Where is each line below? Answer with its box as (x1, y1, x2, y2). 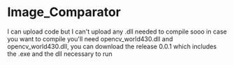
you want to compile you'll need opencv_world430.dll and (7, 34, 173, 43)
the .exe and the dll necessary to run (7, 50, 113, 58)
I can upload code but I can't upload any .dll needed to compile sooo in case (7, 27, 227, 36)
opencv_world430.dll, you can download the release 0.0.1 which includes (7, 42, 217, 50)
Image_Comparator (7, 4, 121, 20)
